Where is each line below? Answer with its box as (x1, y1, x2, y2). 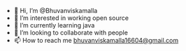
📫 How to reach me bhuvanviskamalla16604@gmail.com (13, 37, 179, 44)
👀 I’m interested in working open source (13, 14, 129, 22)
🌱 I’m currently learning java (13, 21, 95, 29)
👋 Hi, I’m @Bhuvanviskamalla (13, 7, 98, 14)
